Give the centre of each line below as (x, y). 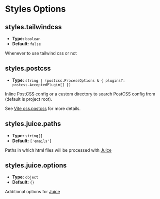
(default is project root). (29, 99)
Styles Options (36, 9)
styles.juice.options (36, 166)
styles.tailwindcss (33, 27)
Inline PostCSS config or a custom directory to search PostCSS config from (80, 94)
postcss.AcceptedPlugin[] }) (41, 85)
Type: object (25, 177)
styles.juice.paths (33, 124)
